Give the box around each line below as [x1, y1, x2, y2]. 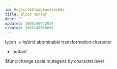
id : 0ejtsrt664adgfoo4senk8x [5, 7, 65, 12]
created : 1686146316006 [5, 26, 54, 31]
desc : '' [5, 16, 23, 21]
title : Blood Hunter [5, 12, 48, 17]
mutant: [12, 49, 28, 55]
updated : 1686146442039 [5, 21, 54, 26]
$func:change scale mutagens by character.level [5, 58, 104, 64]
